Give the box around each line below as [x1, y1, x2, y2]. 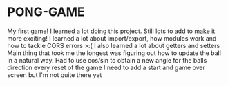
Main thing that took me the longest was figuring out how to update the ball [7, 49, 221, 57]
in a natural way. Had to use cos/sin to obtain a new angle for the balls [7, 56, 207, 64]
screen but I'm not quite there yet [7, 70, 102, 79]
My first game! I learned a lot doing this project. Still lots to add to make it [7, 27, 216, 35]
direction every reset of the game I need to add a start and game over [7, 63, 206, 72]
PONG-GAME [7, 4, 85, 20]
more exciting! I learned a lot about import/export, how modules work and [7, 34, 217, 42]
